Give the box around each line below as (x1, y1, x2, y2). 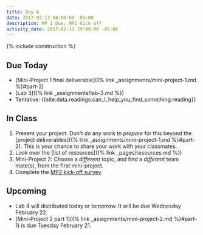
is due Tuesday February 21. (21, 222, 92, 229)
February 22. (15, 208, 48, 216)
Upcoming (6, 186, 47, 197)
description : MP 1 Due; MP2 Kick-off (6, 20, 102, 26)
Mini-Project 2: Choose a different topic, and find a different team (15, 155, 179, 163)
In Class (6, 113, 38, 124)
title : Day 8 (6, 9, 40, 15)
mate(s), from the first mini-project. (15, 162, 104, 169)
